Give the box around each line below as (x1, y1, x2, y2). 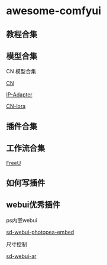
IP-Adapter (6, 91, 33, 98)
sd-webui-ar (6, 253, 37, 260)
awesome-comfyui (6, 4, 102, 18)
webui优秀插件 (6, 200, 61, 210)
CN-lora (6, 102, 26, 110)
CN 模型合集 (6, 68, 37, 75)
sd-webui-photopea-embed (6, 228, 74, 235)
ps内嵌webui (6, 216, 37, 224)
